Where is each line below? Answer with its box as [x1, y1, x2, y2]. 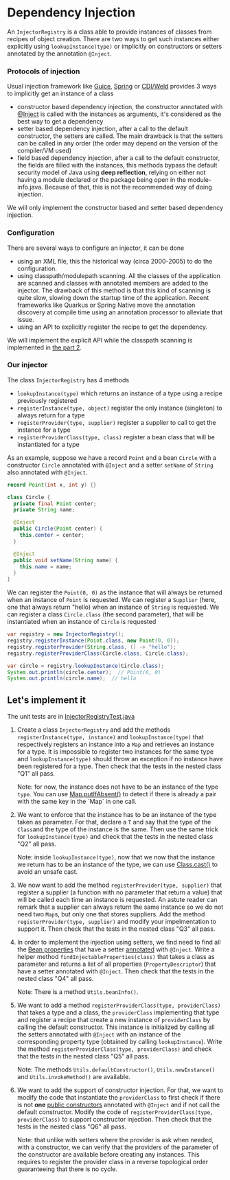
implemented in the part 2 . [7, 343, 82, 351]
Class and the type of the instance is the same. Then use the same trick [16, 825, 218, 833]
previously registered [16, 396, 78, 404]
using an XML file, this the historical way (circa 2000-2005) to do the [16, 257, 213, 265]
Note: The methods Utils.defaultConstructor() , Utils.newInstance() [16, 1065, 216, 1074]
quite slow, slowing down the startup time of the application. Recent [16, 293, 209, 301]
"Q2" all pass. [16, 840, 56, 848]
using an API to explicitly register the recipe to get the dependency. [16, 323, 208, 331]
